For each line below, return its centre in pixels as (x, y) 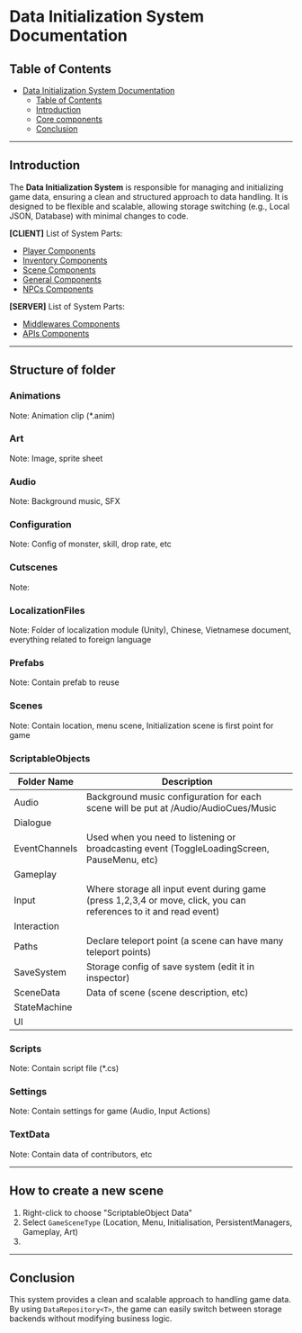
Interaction (37, 926)
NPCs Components (58, 289)
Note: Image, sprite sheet (56, 458)
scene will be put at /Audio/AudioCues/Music (182, 807)
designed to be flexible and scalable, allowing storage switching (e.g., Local (150, 206)
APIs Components (56, 333)
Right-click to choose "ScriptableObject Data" (107, 1212)
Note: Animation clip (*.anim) (62, 415)
